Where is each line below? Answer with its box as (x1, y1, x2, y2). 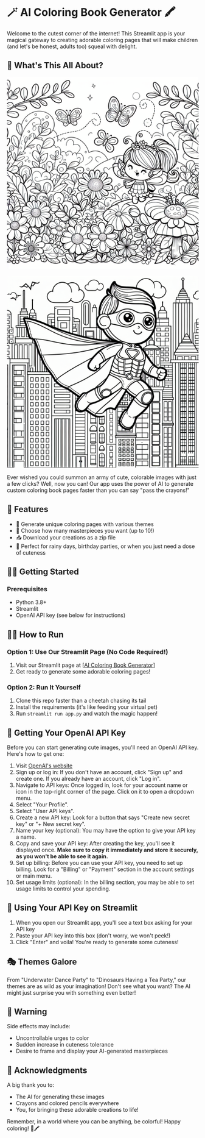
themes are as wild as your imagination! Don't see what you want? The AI (7, 983, 191, 990)
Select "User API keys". (15, 808, 75, 815)
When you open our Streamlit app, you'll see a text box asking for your (15, 919, 193, 926)
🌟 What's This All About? (7, 60, 104, 71)
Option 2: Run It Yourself (7, 683, 81, 691)
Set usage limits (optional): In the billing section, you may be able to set (15, 879, 195, 886)
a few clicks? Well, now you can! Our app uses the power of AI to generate (7, 480, 194, 487)
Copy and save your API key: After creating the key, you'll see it (15, 840, 175, 847)
